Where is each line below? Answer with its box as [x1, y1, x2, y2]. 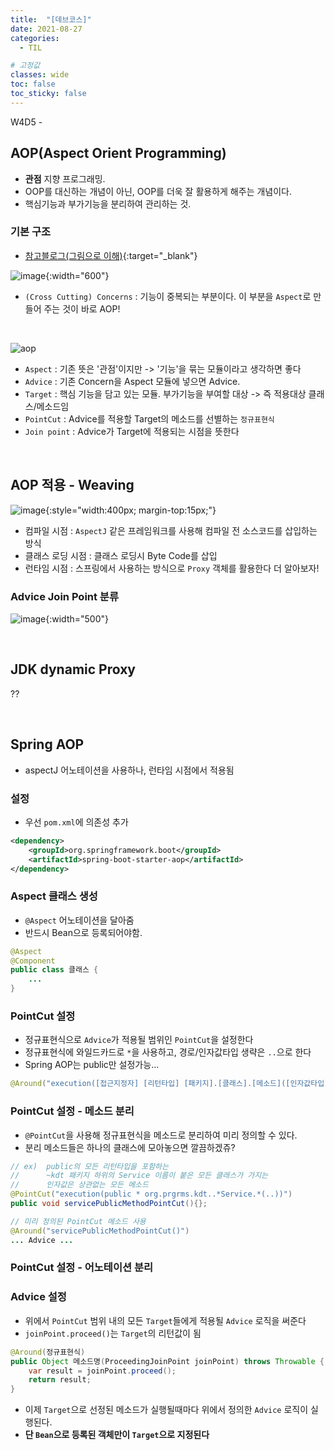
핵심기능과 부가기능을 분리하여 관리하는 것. [24, 197, 192, 210]
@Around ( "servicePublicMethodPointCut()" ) [10, 1226, 190, 1236]
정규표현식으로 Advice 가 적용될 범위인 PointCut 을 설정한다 [24, 1034, 254, 1046]
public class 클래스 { [10, 965, 99, 975]
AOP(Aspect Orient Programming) [10, 145, 227, 162]
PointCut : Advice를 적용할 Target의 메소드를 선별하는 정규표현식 [24, 412, 275, 425]
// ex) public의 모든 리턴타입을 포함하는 [10, 1161, 169, 1171]
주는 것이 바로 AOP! [43, 302, 121, 315]
